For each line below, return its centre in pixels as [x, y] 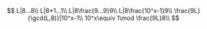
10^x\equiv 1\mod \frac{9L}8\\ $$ [132, 18]
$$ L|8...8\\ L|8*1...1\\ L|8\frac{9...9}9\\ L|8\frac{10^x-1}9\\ [90, 11]
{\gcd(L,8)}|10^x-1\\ [55, 18]
